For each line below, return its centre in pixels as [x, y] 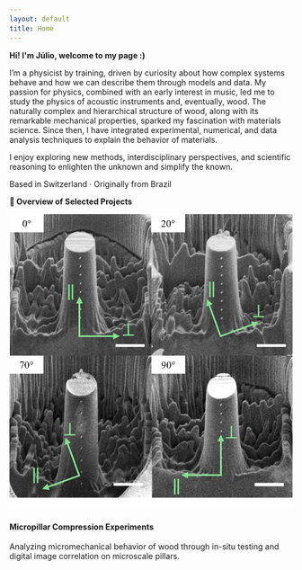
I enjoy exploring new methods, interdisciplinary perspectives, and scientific [150, 156]
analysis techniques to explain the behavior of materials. [114, 139]
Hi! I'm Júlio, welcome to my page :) [77, 55]
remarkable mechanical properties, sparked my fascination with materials [145, 120]
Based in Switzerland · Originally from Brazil [91, 183]
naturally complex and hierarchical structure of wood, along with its [134, 111]
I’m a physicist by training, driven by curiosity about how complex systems [147, 73]
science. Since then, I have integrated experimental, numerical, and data [143, 129]
